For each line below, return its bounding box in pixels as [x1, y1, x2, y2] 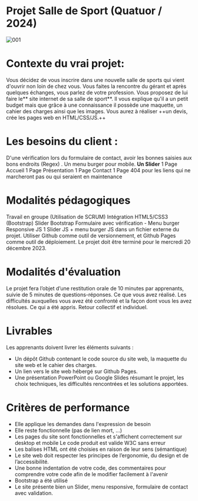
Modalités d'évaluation [6, 265, 121, 279]
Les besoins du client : [6, 135, 118, 148]
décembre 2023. [6, 244, 47, 251]
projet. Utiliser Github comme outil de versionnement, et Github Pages [6, 232, 176, 239]
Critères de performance [6, 401, 130, 414]
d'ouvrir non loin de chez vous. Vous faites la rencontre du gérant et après [6, 83, 187, 90]
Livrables [6, 324, 53, 338]
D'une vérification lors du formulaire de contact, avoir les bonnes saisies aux [6, 154, 193, 161]
